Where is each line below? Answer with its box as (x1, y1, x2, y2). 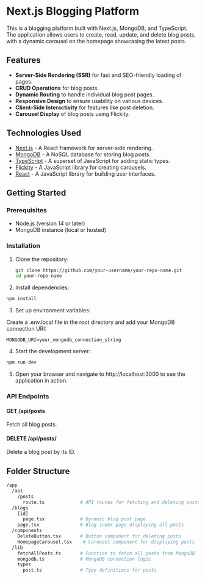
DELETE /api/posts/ (6, 434, 57, 442)
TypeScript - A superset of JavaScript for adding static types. (15, 157, 171, 164)
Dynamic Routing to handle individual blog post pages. (15, 90, 154, 98)
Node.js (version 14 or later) (15, 220, 85, 227)
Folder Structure (6, 466, 70, 477)
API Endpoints (6, 392, 49, 400)
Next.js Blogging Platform (6, 4, 139, 18)
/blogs (12, 505, 29, 511)
